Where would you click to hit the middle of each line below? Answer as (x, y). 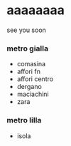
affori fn (28, 72)
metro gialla (28, 48)
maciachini (33, 94)
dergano (29, 87)
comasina (31, 64)
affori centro (35, 79)
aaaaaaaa (36, 10)
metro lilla (24, 120)
